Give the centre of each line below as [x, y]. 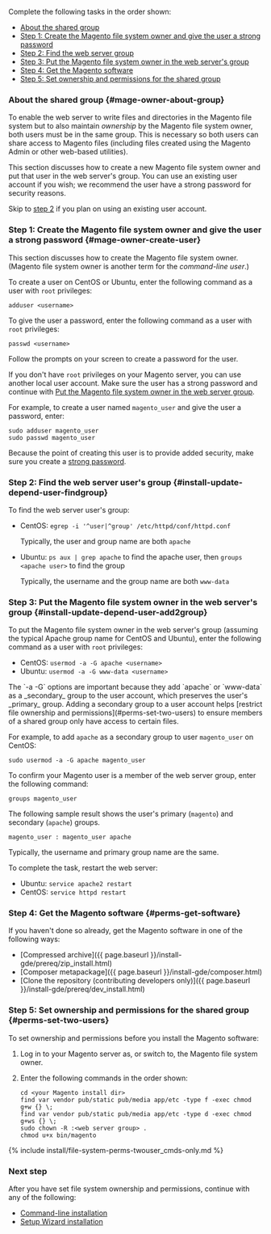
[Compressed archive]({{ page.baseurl [84, 955]
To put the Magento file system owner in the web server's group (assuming [133, 630]
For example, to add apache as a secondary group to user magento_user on [131, 737]
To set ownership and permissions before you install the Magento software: [134, 1037]
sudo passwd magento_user [52, 437]
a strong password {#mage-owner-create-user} [105, 240]
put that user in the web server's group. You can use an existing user [123, 176]
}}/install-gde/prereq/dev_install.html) [82, 989]
